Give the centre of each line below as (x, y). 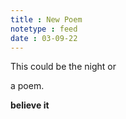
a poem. (27, 86)
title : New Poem (46, 19)
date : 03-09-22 (44, 38)
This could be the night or (63, 67)
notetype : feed (44, 29)
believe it (30, 105)
